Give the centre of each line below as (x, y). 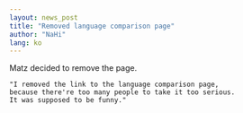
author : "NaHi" (38, 34)
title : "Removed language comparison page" (92, 26)
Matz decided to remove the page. (73, 68)
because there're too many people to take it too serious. (122, 92)
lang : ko (26, 43)
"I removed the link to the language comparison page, (114, 85)
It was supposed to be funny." (68, 100)
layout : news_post (44, 17)
